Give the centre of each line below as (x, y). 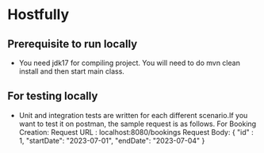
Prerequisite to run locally (73, 44)
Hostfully (38, 15)
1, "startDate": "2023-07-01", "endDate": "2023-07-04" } (112, 140)
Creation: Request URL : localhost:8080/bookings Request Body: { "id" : (136, 132)
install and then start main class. (71, 71)
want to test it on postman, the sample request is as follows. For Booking (138, 124)
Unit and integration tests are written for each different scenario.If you (133, 115)
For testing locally (53, 96)
